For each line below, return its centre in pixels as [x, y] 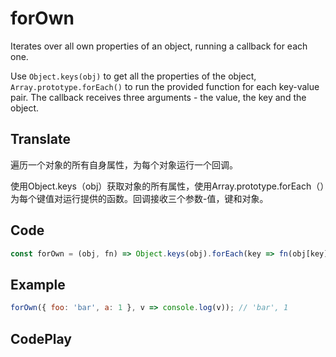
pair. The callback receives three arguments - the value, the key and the [158, 97]
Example [38, 284]
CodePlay [41, 338]
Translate [40, 139]
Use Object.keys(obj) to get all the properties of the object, [133, 76]
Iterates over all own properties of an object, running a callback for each [159, 46]
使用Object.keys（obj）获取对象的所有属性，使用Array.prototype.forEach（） [167, 186]
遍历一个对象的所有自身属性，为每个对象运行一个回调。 [124, 164]
